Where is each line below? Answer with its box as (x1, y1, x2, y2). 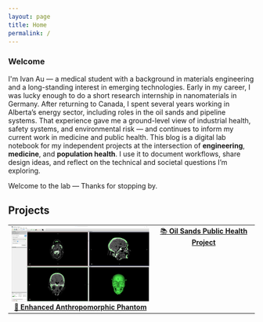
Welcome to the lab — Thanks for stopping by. (8, 181, 158, 190)
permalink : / (8, 29, 51, 37)
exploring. (8, 166, 41, 175)
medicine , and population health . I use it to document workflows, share (8, 149, 241, 159)
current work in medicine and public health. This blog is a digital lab (8, 132, 226, 141)
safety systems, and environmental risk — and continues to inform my (8, 124, 234, 134)
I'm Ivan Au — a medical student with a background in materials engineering (8, 74, 254, 83)
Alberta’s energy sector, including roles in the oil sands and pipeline (8, 107, 226, 117)
